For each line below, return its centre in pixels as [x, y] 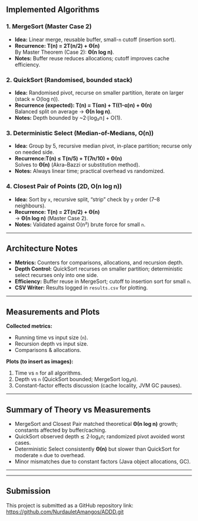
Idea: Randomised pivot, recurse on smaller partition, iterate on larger [99, 92]
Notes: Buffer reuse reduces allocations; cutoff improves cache [92, 58]
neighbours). [30, 206]
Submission [29, 491]
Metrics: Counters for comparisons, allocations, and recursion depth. [99, 263]
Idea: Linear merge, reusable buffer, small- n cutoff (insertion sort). [95, 39]
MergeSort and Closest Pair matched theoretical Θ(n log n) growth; [96, 424]
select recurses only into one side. [56, 275]
